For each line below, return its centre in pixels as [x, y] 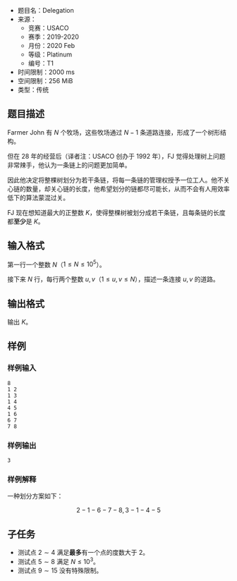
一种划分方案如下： [35, 496]
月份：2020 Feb [51, 45]
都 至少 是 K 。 [26, 221]
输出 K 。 [20, 322]
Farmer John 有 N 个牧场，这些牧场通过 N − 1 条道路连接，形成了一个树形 [114, 132]
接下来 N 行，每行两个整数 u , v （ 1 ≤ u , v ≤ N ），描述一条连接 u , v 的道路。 [114, 279]
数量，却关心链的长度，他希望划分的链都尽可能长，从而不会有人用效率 [128, 188]
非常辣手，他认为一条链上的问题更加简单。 [69, 165]
